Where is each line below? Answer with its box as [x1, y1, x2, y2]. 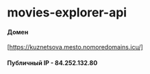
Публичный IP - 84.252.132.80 [7, 58, 98, 66]
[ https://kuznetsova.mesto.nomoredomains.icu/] [7, 43, 144, 51]
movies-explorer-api [7, 5, 127, 21]
